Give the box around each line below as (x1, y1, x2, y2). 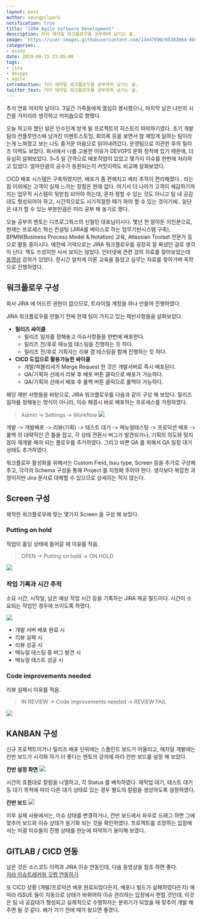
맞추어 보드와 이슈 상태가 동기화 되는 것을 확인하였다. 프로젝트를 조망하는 (6, 820, 176, 827)
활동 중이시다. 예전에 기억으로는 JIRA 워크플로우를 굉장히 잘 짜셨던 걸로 (17, 240, 185, 248)
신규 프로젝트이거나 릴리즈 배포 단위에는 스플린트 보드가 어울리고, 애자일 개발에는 (6, 746, 196, 753)
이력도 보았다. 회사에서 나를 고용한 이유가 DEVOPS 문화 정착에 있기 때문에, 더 (12, 147, 194, 154)
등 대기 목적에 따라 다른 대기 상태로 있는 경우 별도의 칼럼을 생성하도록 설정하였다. (6, 787, 195, 794)
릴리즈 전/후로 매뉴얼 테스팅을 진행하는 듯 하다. (23, 340, 133, 347)
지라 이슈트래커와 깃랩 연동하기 (6, 871, 79, 878)
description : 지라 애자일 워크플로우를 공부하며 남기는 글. (6, 31, 136, 37)
